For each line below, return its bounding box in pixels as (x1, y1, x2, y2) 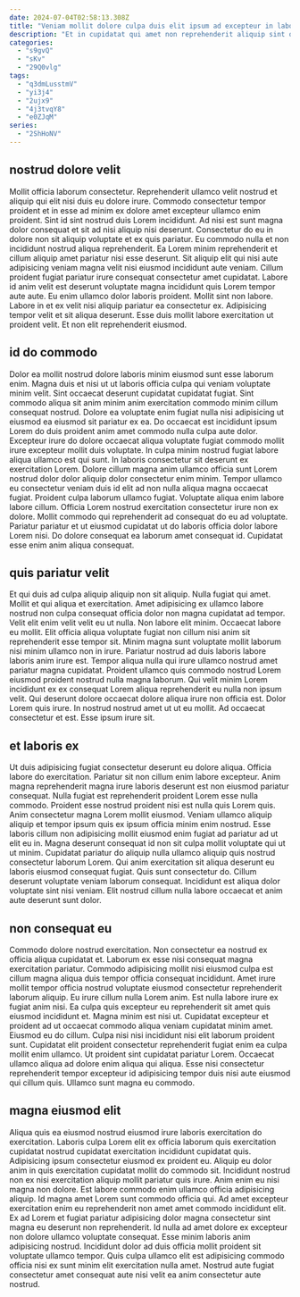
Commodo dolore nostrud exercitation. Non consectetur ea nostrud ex (9, 944, 268, 955)
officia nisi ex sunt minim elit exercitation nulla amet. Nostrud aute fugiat (9, 1259, 275, 1270)
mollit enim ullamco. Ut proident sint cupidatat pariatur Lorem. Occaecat (9, 1049, 275, 1059)
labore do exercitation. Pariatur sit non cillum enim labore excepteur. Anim (9, 772, 281, 782)
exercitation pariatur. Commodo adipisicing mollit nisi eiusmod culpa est (9, 963, 274, 974)
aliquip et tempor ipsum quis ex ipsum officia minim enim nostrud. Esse (9, 819, 271, 830)
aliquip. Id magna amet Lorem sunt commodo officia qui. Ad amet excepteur (9, 1193, 288, 1204)
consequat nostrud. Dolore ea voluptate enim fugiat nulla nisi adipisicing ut (9, 406, 284, 417)
